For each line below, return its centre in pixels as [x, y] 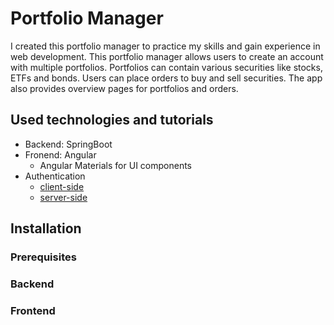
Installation [46, 228]
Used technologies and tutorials [112, 120]
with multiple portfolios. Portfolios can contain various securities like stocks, [166, 67]
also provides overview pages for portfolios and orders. [124, 88]
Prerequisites [43, 257]
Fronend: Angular [60, 154]
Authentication [55, 176]
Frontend [33, 310]
